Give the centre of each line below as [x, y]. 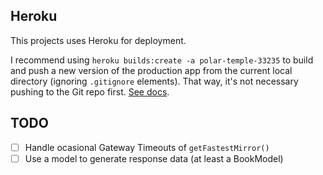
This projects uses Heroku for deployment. [98, 40]
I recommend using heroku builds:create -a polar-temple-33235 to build [162, 60]
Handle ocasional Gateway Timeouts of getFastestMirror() [147, 147]
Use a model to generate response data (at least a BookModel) [154, 158]
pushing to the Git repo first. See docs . [90, 91]
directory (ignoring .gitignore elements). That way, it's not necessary [154, 81]
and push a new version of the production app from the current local [151, 70]
